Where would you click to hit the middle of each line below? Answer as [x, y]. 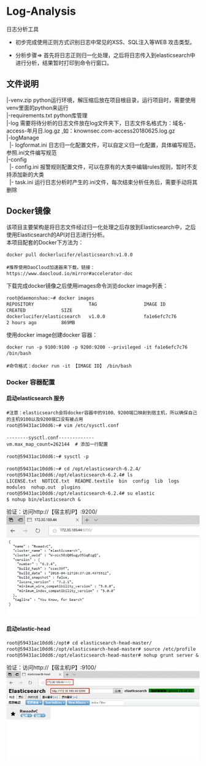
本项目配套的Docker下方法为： [45, 242]
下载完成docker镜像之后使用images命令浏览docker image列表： [87, 285]
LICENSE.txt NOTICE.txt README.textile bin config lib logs [93, 481]
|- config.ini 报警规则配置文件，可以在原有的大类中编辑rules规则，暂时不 [101, 166]
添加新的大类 [28, 174]
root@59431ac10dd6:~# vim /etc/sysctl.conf [63, 425]
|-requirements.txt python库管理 [47, 115]
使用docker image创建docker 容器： [52, 335]
